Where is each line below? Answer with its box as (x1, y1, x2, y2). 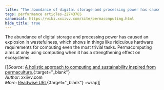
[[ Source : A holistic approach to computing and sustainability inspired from (5, 64, 156, 70)
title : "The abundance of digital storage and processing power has (5, 7, 147, 12)
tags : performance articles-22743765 (5, 12, 82, 17)
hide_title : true (5, 20, 41, 26)
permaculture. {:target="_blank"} (5, 69, 70, 75)
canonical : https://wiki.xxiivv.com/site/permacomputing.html (5, 16, 134, 21)
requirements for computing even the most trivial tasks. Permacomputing (5, 44, 152, 50)
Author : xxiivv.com (5, 74, 43, 80)
